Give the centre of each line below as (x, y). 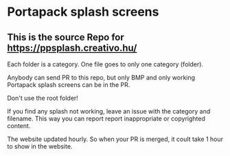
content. (19, 126)
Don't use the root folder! (43, 98)
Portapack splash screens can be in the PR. (69, 85)
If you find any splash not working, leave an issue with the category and (109, 111)
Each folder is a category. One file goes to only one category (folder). (105, 64)
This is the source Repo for (66, 37)
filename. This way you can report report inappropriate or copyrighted (106, 118)
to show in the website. (40, 146)
